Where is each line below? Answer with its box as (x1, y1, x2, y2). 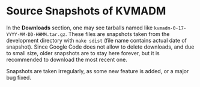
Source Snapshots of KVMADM (6, 4, 166, 18)
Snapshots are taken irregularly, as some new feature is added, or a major (6, 67, 189, 74)
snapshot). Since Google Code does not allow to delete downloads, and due (6, 43, 195, 50)
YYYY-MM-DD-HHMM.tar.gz (6, 31, 66, 37)
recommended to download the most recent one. (6, 56, 127, 63)
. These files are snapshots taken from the (65, 30, 170, 37)
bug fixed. (6, 74, 32, 81)
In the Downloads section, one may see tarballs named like (6, 24, 153, 31)
